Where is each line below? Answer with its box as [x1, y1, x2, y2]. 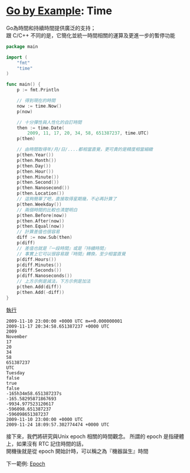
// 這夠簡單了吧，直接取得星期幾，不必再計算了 [17, 196, 117, 202]
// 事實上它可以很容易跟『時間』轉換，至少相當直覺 [17, 251, 126, 257]
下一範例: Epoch [6, 460, 45, 467]
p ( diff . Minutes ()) [17, 262, 62, 268]
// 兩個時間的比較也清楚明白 [17, 207, 78, 213]
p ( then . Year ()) [17, 152, 54, 158]
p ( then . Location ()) [17, 190, 65, 196]
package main [6, 43, 38, 50]
